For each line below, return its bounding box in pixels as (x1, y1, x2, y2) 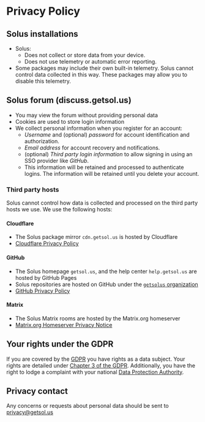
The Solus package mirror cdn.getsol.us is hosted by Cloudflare (15, 233, 178, 241)
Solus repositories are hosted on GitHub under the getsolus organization (15, 281, 199, 288)
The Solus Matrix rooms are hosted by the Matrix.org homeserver (15, 314, 181, 322)
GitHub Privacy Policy (15, 287, 70, 295)
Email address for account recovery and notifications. (24, 144, 160, 151)
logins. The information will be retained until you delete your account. (24, 170, 199, 177)
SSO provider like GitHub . (24, 157, 89, 164)
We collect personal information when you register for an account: (15, 124, 182, 132)
